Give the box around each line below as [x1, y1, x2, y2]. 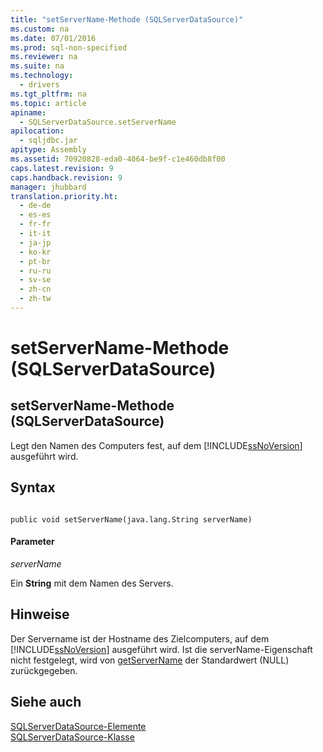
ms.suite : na [10, 61, 65, 71]
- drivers [19, 80, 60, 90]
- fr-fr [19, 219, 52, 230]
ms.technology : [10, 71, 74, 81]
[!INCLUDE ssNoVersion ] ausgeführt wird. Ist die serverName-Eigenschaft [10, 643, 313, 655]
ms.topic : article [10, 98, 87, 108]
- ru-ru [19, 266, 52, 276]
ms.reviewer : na [10, 52, 78, 62]
